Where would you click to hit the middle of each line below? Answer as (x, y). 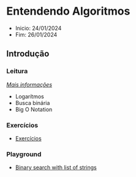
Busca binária (32, 103)
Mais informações (29, 84)
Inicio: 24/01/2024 (38, 28)
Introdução (28, 54)
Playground (24, 154)
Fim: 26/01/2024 (36, 34)
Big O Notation (34, 109)
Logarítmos (29, 96)
